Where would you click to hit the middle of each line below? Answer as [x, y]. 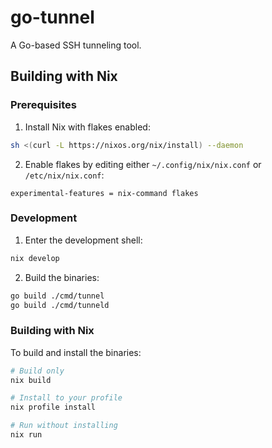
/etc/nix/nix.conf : [64, 175]
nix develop [35, 258]
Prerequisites [43, 105]
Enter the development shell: [83, 240]
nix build [31, 380]
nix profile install [53, 407]
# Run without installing [64, 426]
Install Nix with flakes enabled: [87, 127]
